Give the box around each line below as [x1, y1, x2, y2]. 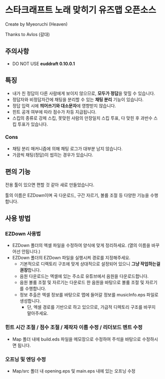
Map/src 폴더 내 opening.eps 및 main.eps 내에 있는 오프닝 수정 [12, 368, 135, 374]
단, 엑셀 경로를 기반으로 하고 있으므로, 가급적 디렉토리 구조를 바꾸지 [27, 304, 156, 310]
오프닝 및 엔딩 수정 [5, 356, 46, 363]
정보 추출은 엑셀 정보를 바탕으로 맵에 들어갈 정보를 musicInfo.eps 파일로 [19, 292, 159, 298]
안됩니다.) [21, 249, 41, 254]
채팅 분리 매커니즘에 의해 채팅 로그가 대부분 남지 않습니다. [12, 145, 123, 151]
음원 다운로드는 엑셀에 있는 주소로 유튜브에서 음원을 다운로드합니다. [19, 273, 149, 279]
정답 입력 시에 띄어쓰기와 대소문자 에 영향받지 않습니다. [12, 102, 116, 109]
